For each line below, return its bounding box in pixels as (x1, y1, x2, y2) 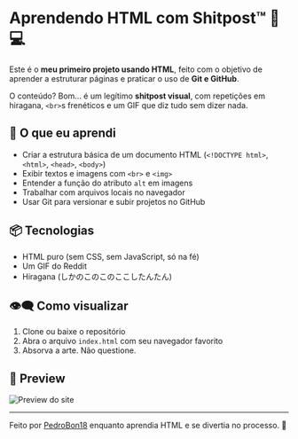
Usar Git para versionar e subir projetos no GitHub (21, 196, 206, 207)
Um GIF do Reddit (21, 261, 87, 271)
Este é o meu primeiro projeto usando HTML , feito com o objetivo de (9, 64, 263, 74)
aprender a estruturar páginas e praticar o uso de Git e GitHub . (9, 73, 239, 83)
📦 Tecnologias (9, 223, 95, 239)
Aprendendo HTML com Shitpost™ (9, 8, 266, 28)
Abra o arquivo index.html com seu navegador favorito (21, 336, 223, 347)
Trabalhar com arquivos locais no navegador (21, 186, 186, 198)
